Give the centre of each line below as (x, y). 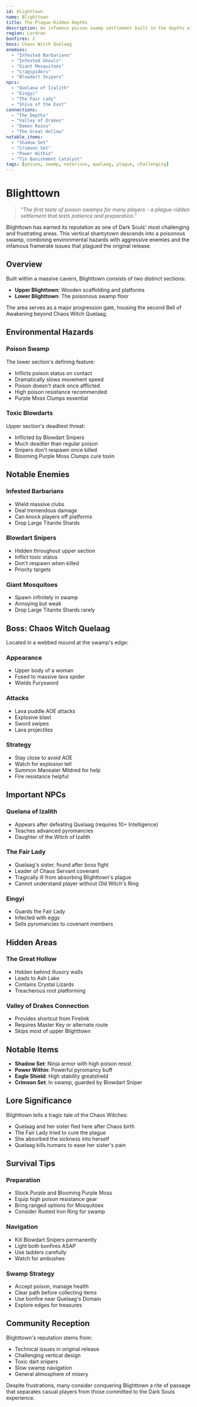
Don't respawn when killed (47, 563)
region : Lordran (26, 33)
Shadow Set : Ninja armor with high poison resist (73, 1064)
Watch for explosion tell (43, 764)
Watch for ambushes (40, 1258)
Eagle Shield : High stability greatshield (61, 1076)
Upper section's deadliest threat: (46, 426)
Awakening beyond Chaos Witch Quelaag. (57, 313)
